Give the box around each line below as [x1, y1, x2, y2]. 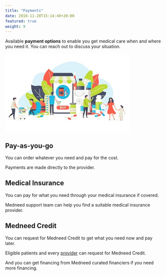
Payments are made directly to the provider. [5, 164, 95, 170]
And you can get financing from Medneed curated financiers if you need [5, 259, 154, 265]
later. [5, 240, 16, 246]
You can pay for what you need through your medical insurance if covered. [5, 192, 159, 198]
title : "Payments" [5, 8, 43, 13]
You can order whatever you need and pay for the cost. [5, 155, 119, 161]
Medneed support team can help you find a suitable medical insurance [5, 201, 151, 207]
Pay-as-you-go [5, 141, 54, 150]
